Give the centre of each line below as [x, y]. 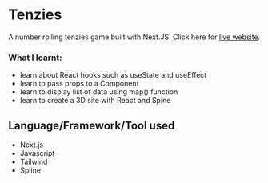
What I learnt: [35, 58]
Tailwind [34, 162]
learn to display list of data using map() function [99, 92]
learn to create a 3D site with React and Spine [95, 101]
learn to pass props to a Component [79, 84]
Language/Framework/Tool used [92, 125]
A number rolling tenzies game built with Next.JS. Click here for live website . [134, 37]
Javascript [37, 153]
